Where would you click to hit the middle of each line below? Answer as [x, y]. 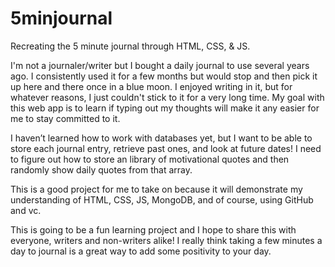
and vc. [26, 210]
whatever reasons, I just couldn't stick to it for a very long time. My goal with [167, 97]
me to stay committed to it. [65, 118]
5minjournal [61, 18]
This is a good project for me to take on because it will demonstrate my [156, 189]
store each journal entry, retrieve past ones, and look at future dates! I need [166, 148]
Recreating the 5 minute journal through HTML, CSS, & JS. [130, 46]
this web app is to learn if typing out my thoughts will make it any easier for [165, 108]
